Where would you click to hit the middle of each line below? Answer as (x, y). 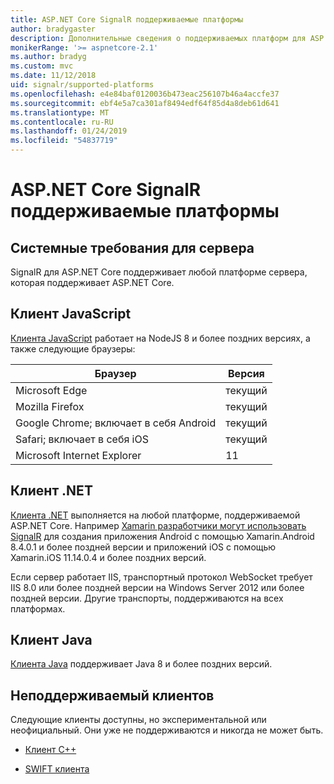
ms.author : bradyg (48, 57)
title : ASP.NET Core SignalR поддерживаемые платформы (127, 19)
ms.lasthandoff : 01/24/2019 (69, 131)
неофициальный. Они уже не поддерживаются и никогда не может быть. (167, 730)
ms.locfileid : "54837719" (64, 141)
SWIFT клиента (57, 769)
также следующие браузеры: (73, 348)
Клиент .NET (51, 491)
